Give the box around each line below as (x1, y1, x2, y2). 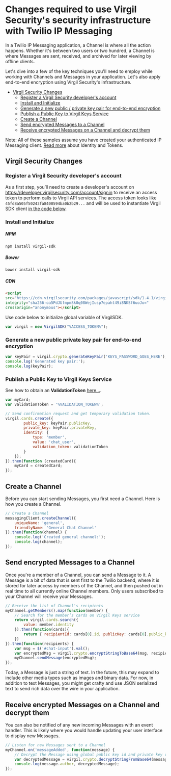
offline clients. (5, 58, 35, 64)
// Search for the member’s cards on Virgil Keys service (14, 613, 140, 618)
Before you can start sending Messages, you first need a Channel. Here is (5, 496, 160, 502)
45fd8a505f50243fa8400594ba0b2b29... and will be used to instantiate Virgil (5, 200, 161, 206)
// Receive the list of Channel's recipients (5, 603, 103, 608)
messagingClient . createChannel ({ (5, 515, 76, 521)
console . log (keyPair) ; (5, 364, 53, 369)
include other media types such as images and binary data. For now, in (5, 675, 154, 681)
